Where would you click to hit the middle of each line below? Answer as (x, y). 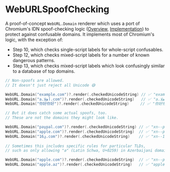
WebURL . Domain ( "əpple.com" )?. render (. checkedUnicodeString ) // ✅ (77, 160)
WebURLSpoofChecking (57, 9)
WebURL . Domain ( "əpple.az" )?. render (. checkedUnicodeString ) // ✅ (77, 165)
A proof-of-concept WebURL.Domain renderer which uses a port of (73, 23)
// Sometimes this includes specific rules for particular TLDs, (75, 146)
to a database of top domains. (44, 71)
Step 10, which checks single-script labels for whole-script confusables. (88, 49)
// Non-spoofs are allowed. (35, 80)
